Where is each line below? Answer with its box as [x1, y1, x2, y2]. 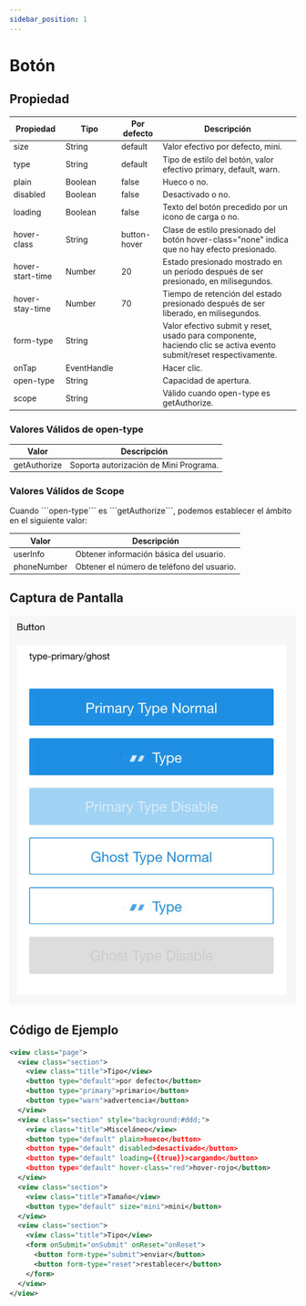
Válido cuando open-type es [162, 388, 270, 399]
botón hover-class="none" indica [162, 234, 289, 245]
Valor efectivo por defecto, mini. [162, 142, 282, 153]
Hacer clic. [162, 362, 203, 374]
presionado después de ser [162, 298, 266, 310]
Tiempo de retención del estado [162, 289, 282, 300]
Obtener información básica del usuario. [75, 549, 226, 560]
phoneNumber [13, 562, 68, 573]
